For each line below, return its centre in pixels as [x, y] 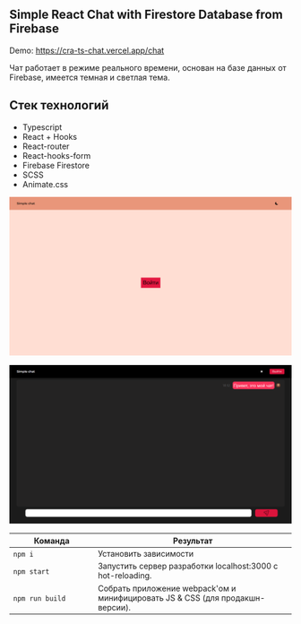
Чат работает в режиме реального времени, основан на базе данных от [148, 67]
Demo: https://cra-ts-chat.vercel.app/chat [87, 50]
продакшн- [243, 598]
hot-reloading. [125, 576]
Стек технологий [59, 105]
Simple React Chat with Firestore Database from [146, 15]
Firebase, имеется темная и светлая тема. [90, 77]
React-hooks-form [56, 155]
